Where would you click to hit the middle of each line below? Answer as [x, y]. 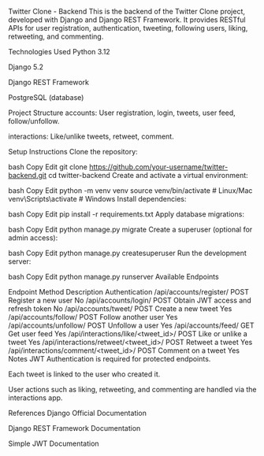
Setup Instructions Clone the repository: [73, 152]
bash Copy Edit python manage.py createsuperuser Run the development [127, 253]
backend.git [28, 175]
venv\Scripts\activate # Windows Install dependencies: [97, 199]
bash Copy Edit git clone [48, 167]
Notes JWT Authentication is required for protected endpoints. [110, 359]
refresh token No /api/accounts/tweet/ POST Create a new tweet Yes [120, 309]
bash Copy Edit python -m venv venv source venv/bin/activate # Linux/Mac [130, 191]
